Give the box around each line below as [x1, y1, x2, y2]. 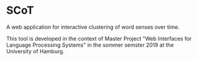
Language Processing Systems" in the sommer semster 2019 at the [6, 41, 174, 48]
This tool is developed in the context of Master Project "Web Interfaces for [6, 35, 192, 42]
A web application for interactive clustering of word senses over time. [6, 23, 180, 30]
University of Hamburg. [6, 47, 65, 54]
